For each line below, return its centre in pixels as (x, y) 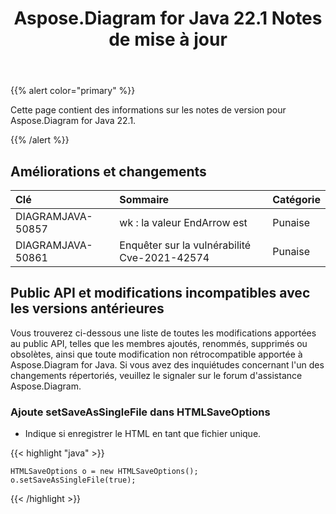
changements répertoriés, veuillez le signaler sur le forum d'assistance (156, 375)
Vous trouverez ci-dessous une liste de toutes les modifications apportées (163, 333)
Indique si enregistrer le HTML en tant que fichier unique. (143, 434)
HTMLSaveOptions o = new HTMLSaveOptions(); (104, 472)
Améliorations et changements (108, 171)
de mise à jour (168, 39)
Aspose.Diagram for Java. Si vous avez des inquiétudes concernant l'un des (167, 364)
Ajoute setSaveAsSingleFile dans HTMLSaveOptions (140, 412)
